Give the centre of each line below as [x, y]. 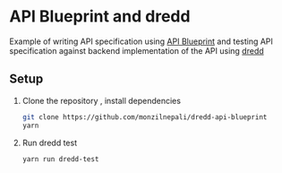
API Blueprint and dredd [100, 17]
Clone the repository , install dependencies [102, 100]
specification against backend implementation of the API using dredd [137, 50]
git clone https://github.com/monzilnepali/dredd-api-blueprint [145, 117]
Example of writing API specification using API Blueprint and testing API [141, 41]
